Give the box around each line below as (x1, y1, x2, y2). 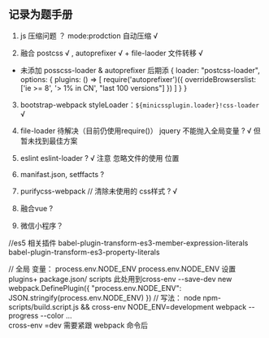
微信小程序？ (20, 220, 63, 230)
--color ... (40, 310, 72, 320)
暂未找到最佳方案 (20, 136, 78, 145)
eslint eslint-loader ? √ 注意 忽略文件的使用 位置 (20, 153, 180, 162)
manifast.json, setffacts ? (20, 169, 105, 179)
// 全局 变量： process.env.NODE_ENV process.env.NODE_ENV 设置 (8, 263, 236, 274)
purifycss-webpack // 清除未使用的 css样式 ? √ (20, 186, 178, 196)
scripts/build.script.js (8, 301, 80, 311)
